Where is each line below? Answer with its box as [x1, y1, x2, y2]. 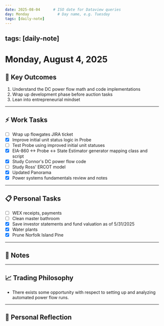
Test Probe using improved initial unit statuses [12, 142, 105, 148]
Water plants [12, 226, 38, 232]
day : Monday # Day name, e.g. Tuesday [5, 12, 110, 17]
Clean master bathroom [12, 215, 60, 221]
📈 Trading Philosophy [5, 274, 74, 282]
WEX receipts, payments [12, 210, 62, 216]
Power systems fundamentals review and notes [12, 175, 108, 181]
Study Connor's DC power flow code [12, 158, 86, 164]
